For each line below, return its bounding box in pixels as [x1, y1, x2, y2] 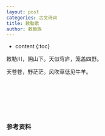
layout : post [6, 9, 39, 15]
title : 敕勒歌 [6, 20, 39, 26]
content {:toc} [15, 43, 50, 50]
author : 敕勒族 [6, 26, 42, 32]
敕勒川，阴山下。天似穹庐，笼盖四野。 [6, 55, 102, 63]
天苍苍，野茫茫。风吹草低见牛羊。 [6, 68, 92, 76]
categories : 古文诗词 [6, 15, 58, 21]
